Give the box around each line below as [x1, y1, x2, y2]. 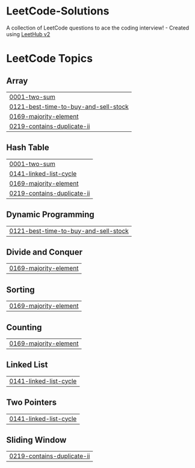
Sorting [6, 284, 35, 295]
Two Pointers [6, 398, 57, 408]
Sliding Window [6, 435, 67, 445]
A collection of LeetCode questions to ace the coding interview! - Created [6, 24, 190, 31]
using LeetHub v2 [6, 30, 51, 37]
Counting [6, 322, 42, 332]
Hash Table [6, 143, 49, 153]
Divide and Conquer [6, 247, 83, 257]
